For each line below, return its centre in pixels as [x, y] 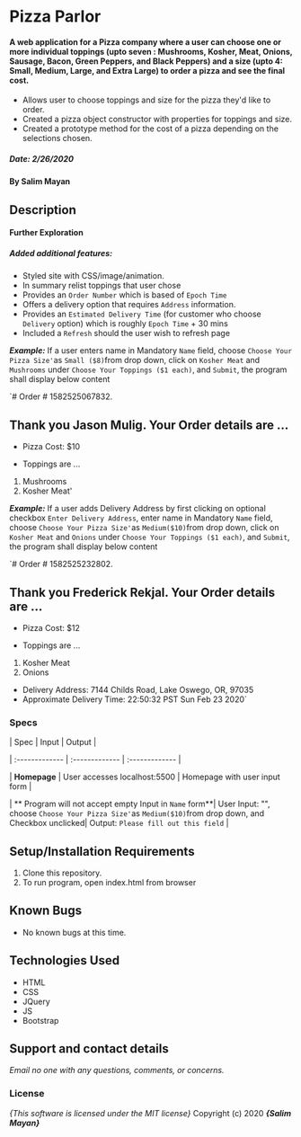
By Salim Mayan [40, 182]
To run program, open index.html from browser [109, 883]
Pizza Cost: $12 [51, 627]
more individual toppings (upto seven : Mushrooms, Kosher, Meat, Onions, [151, 51]
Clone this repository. [62, 873]
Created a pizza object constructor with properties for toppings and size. [157, 120]
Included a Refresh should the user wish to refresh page [126, 333]
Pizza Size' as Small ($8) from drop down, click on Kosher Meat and [135, 360]
